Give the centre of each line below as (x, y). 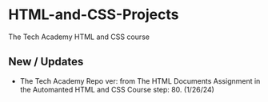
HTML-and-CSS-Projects (94, 15)
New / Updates (46, 62)
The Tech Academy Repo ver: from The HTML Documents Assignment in (140, 80)
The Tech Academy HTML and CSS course (79, 37)
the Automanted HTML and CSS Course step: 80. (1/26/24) (117, 89)
